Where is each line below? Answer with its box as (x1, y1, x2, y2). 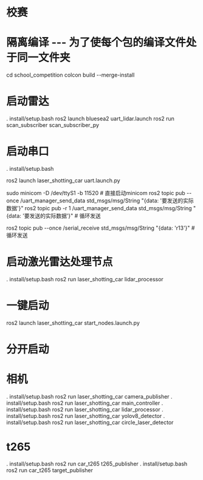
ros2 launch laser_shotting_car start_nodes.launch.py (6, 319, 140, 326)
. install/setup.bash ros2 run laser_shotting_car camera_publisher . (6, 393, 173, 400)
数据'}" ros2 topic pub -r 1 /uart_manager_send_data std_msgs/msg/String (6, 205, 193, 211)
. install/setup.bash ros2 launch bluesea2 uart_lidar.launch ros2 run (6, 115, 175, 122)
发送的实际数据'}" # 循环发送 (29, 212, 101, 219)
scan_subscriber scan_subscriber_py (6, 122, 99, 129)
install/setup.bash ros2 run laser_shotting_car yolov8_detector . (6, 413, 165, 419)
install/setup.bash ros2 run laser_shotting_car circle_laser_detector (6, 419, 174, 426)
